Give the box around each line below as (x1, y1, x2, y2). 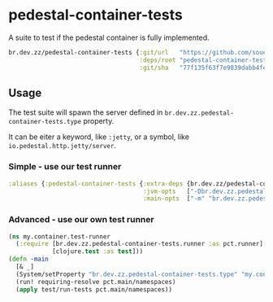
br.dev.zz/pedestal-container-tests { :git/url (8, 48, 169, 56)
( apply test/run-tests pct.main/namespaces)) (15, 285, 173, 294)
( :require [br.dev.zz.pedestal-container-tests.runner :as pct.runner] (15, 240, 264, 248)
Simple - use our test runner (8, 161, 122, 173)
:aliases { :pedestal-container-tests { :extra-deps (8, 179, 184, 188)
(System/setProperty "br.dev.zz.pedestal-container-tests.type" (15, 270, 238, 278)
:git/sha (139, 63, 169, 72)
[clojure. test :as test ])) (51, 247, 144, 256)
